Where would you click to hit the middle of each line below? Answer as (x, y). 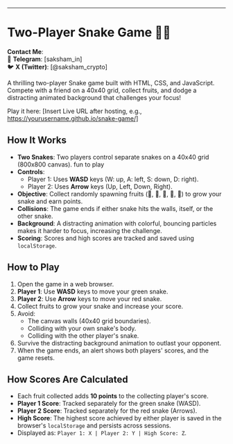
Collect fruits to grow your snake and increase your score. (100, 306)
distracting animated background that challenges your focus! (94, 97)
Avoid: (26, 314)
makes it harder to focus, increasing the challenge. (89, 230)
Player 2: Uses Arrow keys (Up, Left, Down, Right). (100, 186)
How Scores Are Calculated (68, 379)
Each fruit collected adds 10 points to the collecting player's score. (113, 396)
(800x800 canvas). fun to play (61, 164)
